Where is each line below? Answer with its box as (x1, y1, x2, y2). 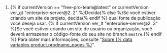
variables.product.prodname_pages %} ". (10, 42, 95, 47)
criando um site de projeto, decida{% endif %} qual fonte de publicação (10, 15, 161, 21)
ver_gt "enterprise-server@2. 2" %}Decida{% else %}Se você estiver (10, 10, 156, 16)
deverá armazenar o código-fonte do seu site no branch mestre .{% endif (10, 31, 162, 37)
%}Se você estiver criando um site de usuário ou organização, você (10, 26, 152, 32)
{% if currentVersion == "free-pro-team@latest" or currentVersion (10, 5, 149, 10)
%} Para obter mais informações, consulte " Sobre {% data (10, 36, 132, 42)
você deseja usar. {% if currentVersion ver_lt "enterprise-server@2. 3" (10, 20, 158, 26)
